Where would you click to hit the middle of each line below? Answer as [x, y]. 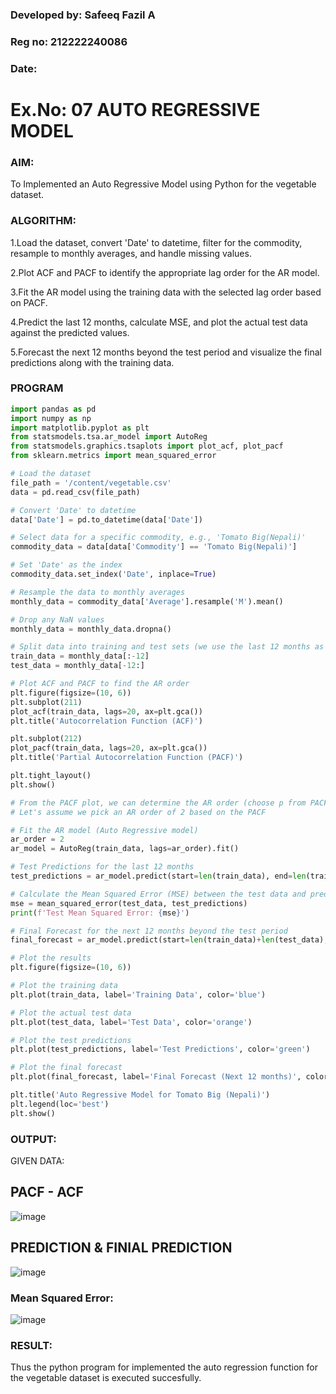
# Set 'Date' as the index [66, 565]
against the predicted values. [70, 332]
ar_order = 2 [37, 839]
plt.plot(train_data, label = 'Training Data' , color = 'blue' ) [138, 994]
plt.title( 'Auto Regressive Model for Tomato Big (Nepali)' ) [140, 1095]
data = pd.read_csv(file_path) [75, 492]
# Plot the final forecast [66, 1068]
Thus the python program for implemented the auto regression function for [164, 1367]
